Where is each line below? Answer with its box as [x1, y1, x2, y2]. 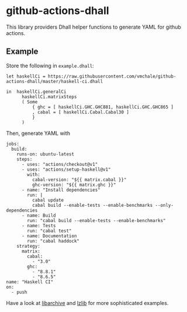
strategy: [16, 243, 41, 249]
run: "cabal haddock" [27, 238, 80, 244]
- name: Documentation [21, 233, 77, 239]
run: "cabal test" [27, 228, 72, 234]
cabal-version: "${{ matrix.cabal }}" [32, 176, 127, 182]
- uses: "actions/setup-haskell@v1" [21, 167, 111, 172]
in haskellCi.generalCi [6, 89, 67, 95]
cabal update [32, 197, 64, 203]
